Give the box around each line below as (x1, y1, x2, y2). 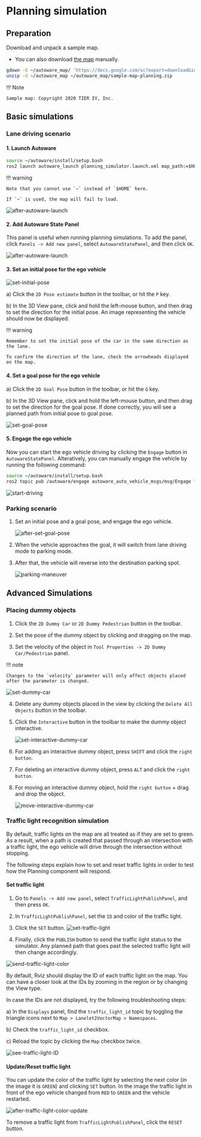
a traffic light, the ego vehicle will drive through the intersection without (6, 843, 182, 850)
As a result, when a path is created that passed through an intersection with (6, 836, 193, 844)
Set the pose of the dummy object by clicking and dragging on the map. (14, 632, 193, 639)
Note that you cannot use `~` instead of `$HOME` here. (6, 186, 148, 192)
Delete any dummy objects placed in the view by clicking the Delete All (14, 700, 193, 707)
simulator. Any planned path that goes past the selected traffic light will (14, 942, 190, 950)
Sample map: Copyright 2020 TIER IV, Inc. (6, 95, 114, 101)
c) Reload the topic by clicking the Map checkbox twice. (6, 1037, 142, 1045)
